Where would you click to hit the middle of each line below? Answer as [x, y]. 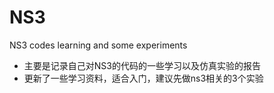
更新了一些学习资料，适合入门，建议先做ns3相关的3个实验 [143, 78]
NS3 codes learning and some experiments [98, 45]
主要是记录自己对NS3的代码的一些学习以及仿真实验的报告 [142, 65]
